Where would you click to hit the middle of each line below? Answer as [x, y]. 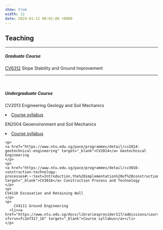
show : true [16, 9]
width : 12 [15, 14]
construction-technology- [31, 172]
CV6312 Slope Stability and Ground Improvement [54, 68]
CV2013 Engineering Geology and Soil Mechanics [55, 106]
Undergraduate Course [29, 93]
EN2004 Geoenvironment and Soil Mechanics [51, 124]
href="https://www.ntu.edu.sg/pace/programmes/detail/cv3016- [75, 168]
